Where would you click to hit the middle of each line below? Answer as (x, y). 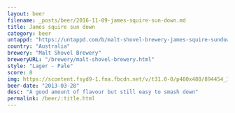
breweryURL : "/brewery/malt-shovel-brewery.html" (81, 60)
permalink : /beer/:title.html (51, 99)
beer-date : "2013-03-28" (43, 86)
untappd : (20, 40)
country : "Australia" (39, 46)
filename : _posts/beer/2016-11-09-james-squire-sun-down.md (97, 20)
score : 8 (20, 72)
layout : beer (26, 14)
